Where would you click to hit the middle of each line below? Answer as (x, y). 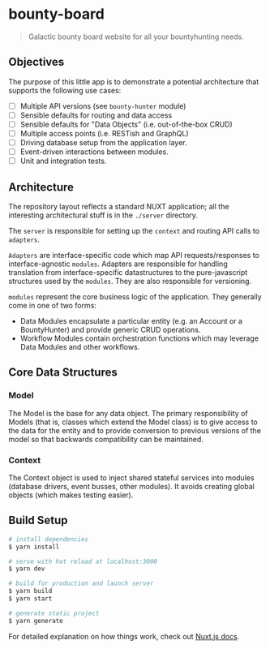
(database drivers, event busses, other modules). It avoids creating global (132, 486)
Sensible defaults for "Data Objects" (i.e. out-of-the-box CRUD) (126, 124)
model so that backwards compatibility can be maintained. (106, 439)
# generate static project (54, 613)
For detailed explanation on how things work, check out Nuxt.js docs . (124, 636)
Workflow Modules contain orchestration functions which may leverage (139, 338)
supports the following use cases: (65, 90)
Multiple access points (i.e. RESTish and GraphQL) (104, 133)
